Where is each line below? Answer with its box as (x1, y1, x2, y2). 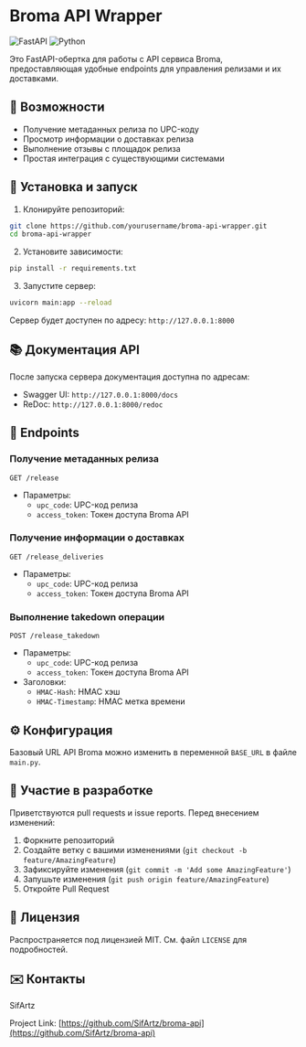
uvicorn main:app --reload (9, 298, 112, 307)
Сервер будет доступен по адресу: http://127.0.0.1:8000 (9, 315, 235, 326)
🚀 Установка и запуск (9, 179, 138, 195)
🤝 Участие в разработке (9, 783, 153, 798)
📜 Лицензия (9, 910, 80, 925)
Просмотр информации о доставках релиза (22, 134, 195, 144)
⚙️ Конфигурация (9, 722, 113, 738)
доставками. (9, 72, 59, 83)
